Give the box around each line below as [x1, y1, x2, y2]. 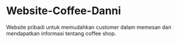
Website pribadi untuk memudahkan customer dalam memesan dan [6, 24, 172, 31]
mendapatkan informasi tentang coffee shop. [6, 29, 117, 37]
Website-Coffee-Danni [6, 4, 121, 18]
